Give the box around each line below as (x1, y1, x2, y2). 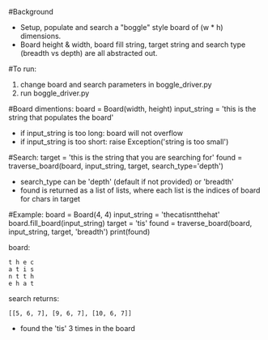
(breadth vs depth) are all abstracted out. (19, 49, 158, 57)
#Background (8, 7, 54, 16)
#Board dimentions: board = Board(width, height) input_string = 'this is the (8, 104, 257, 113)
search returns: (8, 294, 60, 303)
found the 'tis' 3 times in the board (19, 324, 136, 333)
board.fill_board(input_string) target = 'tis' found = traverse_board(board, (8, 219, 253, 227)
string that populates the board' (8, 113, 114, 122)
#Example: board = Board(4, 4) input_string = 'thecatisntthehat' (8, 210, 220, 219)
